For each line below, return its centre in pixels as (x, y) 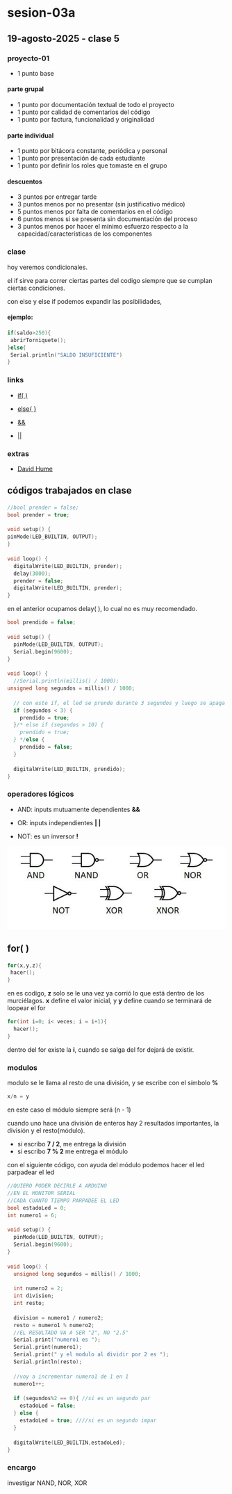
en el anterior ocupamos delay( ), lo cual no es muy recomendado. (102, 609)
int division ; (34, 1296)
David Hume (35, 469)
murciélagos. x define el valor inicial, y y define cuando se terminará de (109, 1001)
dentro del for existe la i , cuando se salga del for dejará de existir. (101, 1049)
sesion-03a (41, 13)
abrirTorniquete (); (39, 340)
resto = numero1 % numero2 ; (54, 1325)
